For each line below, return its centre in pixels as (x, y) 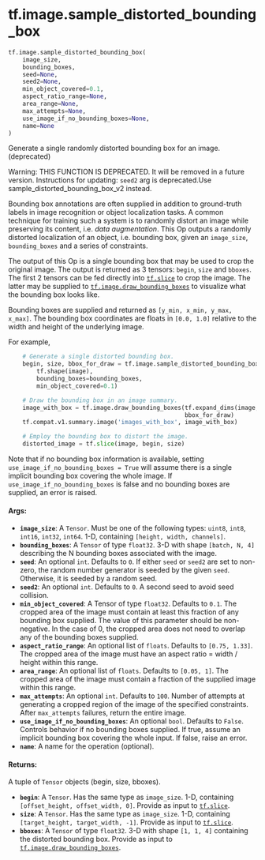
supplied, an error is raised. (53, 493)
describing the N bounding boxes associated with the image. (118, 554)
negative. (35, 629)
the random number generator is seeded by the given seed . (134, 570)
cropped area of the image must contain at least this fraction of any (129, 612)
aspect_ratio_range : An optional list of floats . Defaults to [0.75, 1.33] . (136, 646)
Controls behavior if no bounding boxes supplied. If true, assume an (130, 730)
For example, (30, 342)
